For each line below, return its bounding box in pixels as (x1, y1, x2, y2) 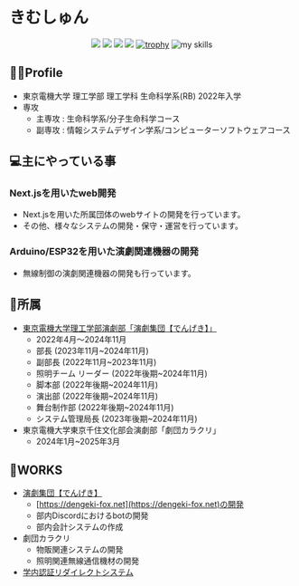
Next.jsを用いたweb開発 (9, 187, 117, 199)
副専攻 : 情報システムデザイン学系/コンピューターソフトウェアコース (35, 124, 291, 135)
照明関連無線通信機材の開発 (35, 555, 140, 566)
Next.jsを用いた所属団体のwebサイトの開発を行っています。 (22, 209, 246, 220)
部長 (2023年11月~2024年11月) (35, 345, 149, 356)
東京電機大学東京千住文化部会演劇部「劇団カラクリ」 (22, 424, 221, 435)
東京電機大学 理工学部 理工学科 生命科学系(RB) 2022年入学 (22, 91, 242, 101)
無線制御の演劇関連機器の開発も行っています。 (22, 267, 196, 278)
